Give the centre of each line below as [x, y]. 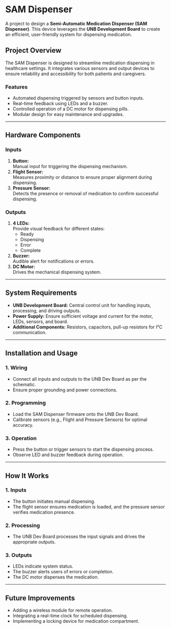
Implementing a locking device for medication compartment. [76, 621]
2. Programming [26, 403]
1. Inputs [16, 490]
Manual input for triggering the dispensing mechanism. [70, 166]
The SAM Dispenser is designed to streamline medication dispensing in [80, 63]
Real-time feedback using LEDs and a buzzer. [60, 104]
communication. [30, 332]
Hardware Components [43, 135]
